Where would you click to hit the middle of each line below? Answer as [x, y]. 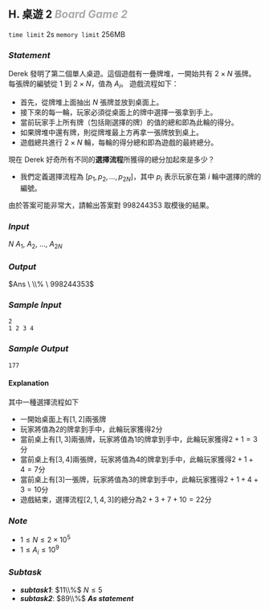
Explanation [29, 383]
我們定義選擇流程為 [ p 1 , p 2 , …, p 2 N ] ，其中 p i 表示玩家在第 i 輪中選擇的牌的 [141, 177]
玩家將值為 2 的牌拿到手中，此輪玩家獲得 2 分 [91, 429]
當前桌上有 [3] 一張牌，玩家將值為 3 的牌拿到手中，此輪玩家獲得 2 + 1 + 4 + [139, 479]
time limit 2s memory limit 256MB [67, 34]
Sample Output [39, 349]
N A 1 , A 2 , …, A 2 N [35, 245]
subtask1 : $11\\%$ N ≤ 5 [61, 590]
